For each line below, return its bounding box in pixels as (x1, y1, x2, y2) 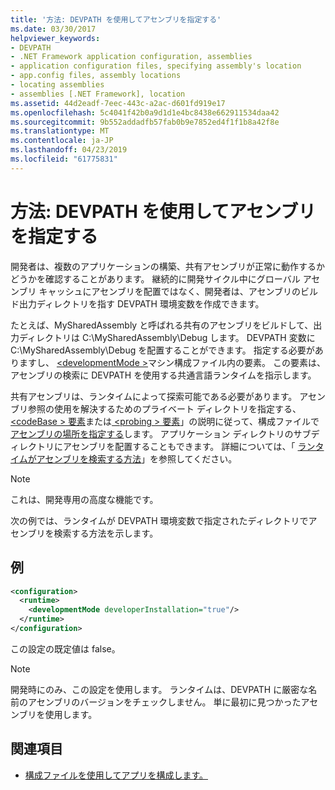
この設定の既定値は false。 (10, 642, 121, 655)
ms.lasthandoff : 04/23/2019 (10, 145, 128, 155)
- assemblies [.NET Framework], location (10, 89, 186, 99)
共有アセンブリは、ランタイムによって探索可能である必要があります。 (10, 390, 298, 402)
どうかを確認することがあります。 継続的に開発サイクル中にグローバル (10, 272, 301, 285)
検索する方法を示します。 (53, 527, 159, 539)
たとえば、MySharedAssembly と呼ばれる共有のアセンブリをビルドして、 (10, 319, 314, 331)
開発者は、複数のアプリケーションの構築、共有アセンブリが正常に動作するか (10, 260, 326, 272)
